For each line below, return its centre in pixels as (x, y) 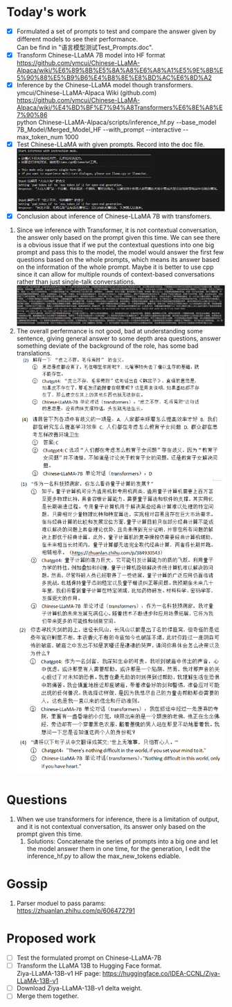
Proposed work (51, 939)
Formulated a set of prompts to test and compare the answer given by (116, 31)
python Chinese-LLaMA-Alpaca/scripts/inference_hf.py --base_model (116, 123)
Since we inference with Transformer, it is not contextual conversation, (117, 230)
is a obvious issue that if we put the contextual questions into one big (115, 245)
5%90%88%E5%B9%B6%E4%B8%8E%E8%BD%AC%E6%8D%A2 (114, 78)
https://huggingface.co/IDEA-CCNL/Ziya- (161, 974)
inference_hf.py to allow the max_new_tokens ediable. (104, 856)
